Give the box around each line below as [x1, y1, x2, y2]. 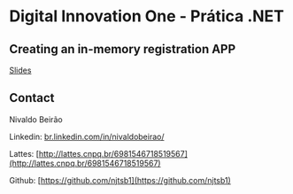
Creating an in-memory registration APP [9, 42, 236, 57]
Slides [9, 65, 32, 75]
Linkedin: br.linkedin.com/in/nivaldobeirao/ [9, 131, 165, 142]
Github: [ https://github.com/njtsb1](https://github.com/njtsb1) [9, 175, 232, 185]
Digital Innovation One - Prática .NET [9, 6, 285, 27]
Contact [9, 90, 55, 105]
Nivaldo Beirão [9, 113, 64, 125]
